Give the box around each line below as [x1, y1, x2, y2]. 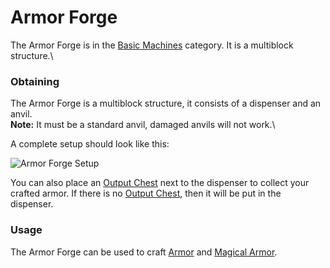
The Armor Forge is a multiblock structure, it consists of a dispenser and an [10, 97, 322, 110]
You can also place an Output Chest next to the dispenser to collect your [10, 177, 310, 189]
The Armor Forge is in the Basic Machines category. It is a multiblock [10, 39, 294, 51]
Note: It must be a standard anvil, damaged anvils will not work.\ [10, 119, 276, 131]
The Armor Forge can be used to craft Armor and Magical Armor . [10, 246, 278, 258]
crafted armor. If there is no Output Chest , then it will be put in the [10, 187, 282, 200]
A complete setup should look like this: [10, 138, 170, 150]
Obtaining [10, 74, 60, 88]
